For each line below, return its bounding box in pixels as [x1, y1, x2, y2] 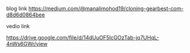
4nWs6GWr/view [6, 41, 48, 47]
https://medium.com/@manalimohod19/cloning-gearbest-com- [28, 5, 184, 12]
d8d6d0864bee [6, 11, 45, 18]
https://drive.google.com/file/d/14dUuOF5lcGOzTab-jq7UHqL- [6, 34, 160, 41]
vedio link [6, 23, 30, 29]
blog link [6, 5, 27, 12]
